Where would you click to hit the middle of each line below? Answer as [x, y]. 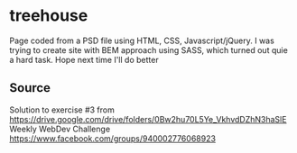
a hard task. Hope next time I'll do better [84, 59]
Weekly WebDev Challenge [60, 129]
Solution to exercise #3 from [62, 110]
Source [30, 88]
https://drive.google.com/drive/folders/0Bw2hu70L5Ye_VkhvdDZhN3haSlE [148, 119]
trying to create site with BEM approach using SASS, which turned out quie [149, 49]
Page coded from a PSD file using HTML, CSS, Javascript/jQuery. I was [142, 40]
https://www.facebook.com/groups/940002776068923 [113, 138]
